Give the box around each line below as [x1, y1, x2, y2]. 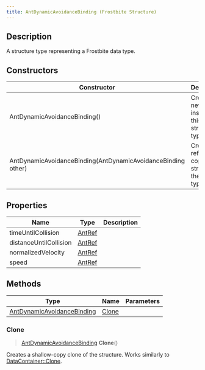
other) [9, 164, 27, 173]
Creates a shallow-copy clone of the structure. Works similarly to [6, 351, 170, 358]
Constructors [6, 65, 59, 75]
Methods [6, 279, 41, 289]
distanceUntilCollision [9, 239, 72, 247]
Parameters [125, 296, 160, 305]
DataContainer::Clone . [6, 357, 62, 365]
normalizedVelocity [9, 248, 65, 257]
